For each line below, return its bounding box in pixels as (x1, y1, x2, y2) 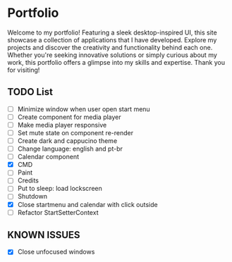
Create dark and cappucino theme (17, 137, 118, 145)
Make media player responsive (17, 120, 107, 129)
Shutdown (17, 192, 48, 201)
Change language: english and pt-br (17, 144, 123, 153)
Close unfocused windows (17, 248, 95, 256)
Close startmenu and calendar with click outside (17, 200, 158, 208)
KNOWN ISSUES (7, 229, 80, 241)
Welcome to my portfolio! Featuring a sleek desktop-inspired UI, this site (7, 28, 217, 37)
